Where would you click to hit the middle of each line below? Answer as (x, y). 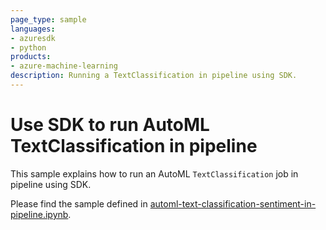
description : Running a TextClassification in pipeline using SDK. (154, 76)
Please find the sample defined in (79, 203)
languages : (33, 29)
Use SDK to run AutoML (110, 125)
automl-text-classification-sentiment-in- (233, 203)
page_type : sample (48, 19)
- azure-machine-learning (64, 66)
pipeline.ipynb (39, 214)
